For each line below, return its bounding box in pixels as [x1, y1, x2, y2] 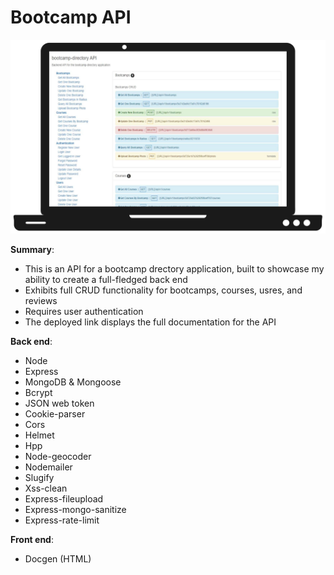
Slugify [24, 472, 55, 484]
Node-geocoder [24, 451, 92, 463]
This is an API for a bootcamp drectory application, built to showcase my [24, 263, 325, 275]
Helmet [24, 429, 55, 441]
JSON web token [24, 397, 95, 410]
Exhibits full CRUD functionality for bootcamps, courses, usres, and [24, 284, 303, 296]
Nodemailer [24, 461, 73, 473]
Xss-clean [24, 482, 68, 495]
